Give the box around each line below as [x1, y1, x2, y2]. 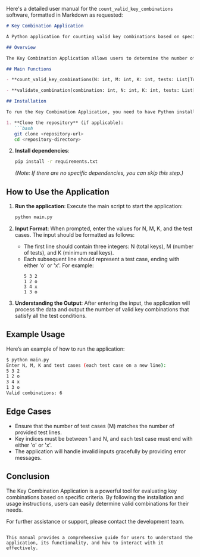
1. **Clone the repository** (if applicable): [6, 119, 124, 126]
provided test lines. [14, 429, 62, 436]
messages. [14, 454, 42, 461]
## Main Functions [6, 66, 52, 72]
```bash [14, 125, 33, 131]
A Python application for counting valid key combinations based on [6, 33, 180, 39]
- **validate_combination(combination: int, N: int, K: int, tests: [6, 88, 180, 94]
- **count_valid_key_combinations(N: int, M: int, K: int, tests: [6, 77, 174, 83]
